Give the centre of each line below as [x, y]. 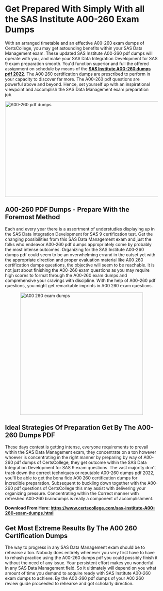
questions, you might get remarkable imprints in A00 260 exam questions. [79, 285]
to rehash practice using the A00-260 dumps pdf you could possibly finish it [81, 558]
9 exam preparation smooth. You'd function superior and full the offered [77, 64]
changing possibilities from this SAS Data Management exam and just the [78, 239]
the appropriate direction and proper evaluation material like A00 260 [74, 260]
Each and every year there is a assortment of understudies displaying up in [80, 229]
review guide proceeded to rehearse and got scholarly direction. [69, 584]
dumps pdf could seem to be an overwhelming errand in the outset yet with [80, 254]
